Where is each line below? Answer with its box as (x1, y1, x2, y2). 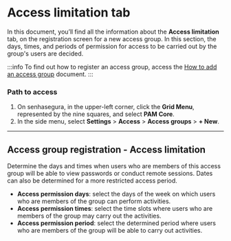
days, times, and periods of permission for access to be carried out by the (7, 42, 217, 50)
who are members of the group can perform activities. (16, 197, 171, 205)
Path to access (7, 87, 58, 97)
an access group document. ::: (7, 70, 94, 78)
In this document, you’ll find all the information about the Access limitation (7, 27, 220, 36)
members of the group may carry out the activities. (16, 211, 162, 220)
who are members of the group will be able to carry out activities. (16, 227, 203, 235)
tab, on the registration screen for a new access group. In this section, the (7, 34, 217, 43)
